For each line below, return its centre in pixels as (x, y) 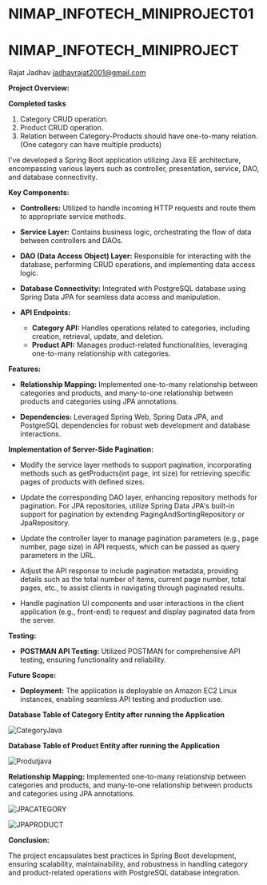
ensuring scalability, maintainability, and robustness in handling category (128, 864)
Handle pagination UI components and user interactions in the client (132, 604)
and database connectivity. (53, 177)
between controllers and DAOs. (71, 241)
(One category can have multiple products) (91, 145)
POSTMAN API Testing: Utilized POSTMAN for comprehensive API (130, 652)
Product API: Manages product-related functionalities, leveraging (139, 345)
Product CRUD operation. (62, 128)
